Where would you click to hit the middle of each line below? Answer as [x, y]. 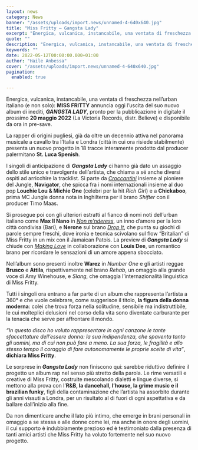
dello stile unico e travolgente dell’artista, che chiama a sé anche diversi [93, 172]
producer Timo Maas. [32, 203]
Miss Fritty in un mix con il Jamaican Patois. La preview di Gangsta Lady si [97, 240]
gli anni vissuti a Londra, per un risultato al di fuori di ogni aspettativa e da [96, 398]
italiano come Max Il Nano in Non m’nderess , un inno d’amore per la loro [94, 221]
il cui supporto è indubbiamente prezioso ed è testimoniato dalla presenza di [99, 428]
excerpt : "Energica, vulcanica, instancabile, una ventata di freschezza [99, 34]
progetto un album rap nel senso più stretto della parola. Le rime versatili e [96, 373]
